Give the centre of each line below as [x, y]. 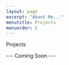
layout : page [22, 11]
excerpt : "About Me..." [35, 17]
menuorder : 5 [22, 28]
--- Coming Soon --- [31, 56]
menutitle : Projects [31, 22]
